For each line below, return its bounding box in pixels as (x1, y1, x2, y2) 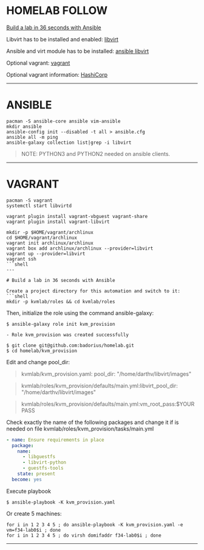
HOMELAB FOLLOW (6, 4, 108, 18)
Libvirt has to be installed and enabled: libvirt (6, 35, 118, 43)
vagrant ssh (6, 256, 36, 262)
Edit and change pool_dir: (6, 358, 70, 365)
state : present (17, 471, 56, 477)
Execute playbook (6, 487, 52, 495)
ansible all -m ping (6, 134, 59, 140)
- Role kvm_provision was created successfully (6, 331, 129, 338)
